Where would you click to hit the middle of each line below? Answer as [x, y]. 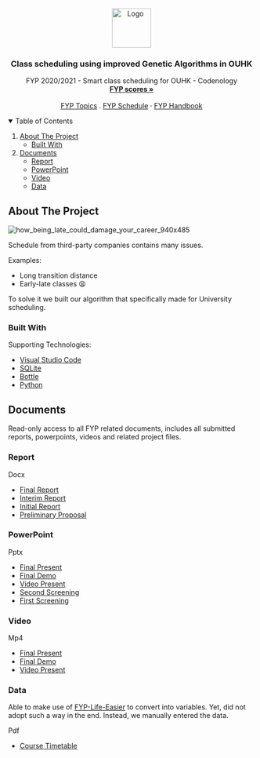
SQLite [30, 368]
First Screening [44, 600]
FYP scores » [132, 89]
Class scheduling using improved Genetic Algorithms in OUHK [132, 64]
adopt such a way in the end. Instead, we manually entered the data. [118, 716]
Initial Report [40, 506]
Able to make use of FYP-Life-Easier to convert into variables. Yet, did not [127, 707]
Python [31, 385]
